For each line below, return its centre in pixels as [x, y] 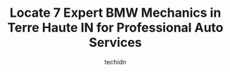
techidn [115, 62]
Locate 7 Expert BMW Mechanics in [115, 13]
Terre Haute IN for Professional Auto [115, 28]
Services [115, 43]
